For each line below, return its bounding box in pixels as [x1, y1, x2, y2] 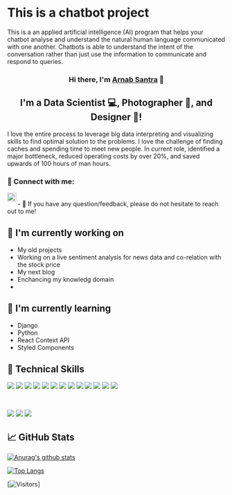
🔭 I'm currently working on [7, 227, 125, 239]
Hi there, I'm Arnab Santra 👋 [68, 74, 165, 84]
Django [17, 321, 38, 329]
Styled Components [17, 343, 75, 351]
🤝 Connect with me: [7, 176, 75, 186]
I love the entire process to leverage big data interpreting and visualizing [7, 130, 213, 138]
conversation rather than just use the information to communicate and [7, 50, 206, 58]
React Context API [17, 335, 70, 344]
